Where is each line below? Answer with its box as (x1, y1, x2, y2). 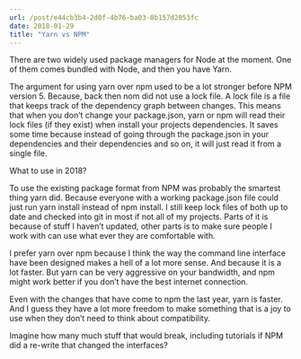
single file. (9, 148, 48, 159)
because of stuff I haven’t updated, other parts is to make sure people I (9, 221, 272, 232)
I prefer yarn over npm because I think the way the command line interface (9, 248, 286, 258)
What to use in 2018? (9, 165, 87, 176)
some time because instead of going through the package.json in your (9, 129, 270, 140)
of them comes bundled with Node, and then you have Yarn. (9, 64, 232, 74)
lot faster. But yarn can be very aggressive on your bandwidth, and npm (9, 267, 276, 278)
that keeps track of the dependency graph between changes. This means (9, 101, 281, 111)
